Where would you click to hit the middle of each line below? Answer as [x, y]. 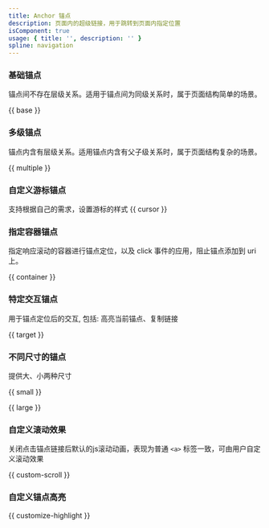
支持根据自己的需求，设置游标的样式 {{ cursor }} [88, 209]
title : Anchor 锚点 [40, 16]
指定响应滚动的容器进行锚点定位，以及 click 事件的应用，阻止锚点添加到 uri [132, 251]
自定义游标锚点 [37, 190]
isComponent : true [39, 31]
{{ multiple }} [29, 168]
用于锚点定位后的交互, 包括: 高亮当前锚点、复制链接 [93, 318]
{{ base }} [24, 110]
